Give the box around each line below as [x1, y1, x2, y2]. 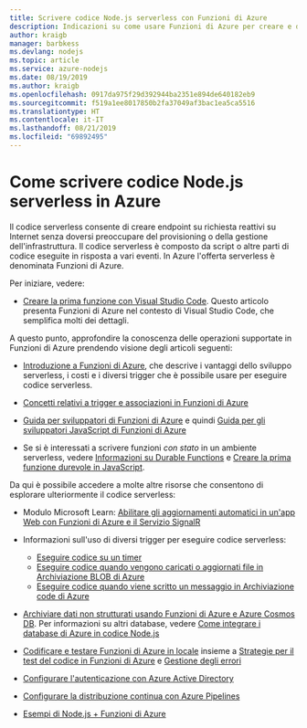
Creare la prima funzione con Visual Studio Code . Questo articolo [22, 295, 270, 306]
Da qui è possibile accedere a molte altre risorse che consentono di [9, 479, 264, 490]
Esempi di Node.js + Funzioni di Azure [22, 708, 166, 719]
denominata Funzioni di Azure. [9, 259, 124, 270]
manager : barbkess [9, 38, 79, 48]
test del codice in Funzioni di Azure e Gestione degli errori [22, 655, 242, 666]
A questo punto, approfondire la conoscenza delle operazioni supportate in [9, 332, 292, 343]
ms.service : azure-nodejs [9, 65, 108, 74]
